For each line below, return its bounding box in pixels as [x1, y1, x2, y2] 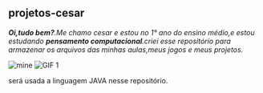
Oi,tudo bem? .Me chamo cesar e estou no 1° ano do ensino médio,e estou [8, 27, 255, 37]
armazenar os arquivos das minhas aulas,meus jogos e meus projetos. [8, 44, 244, 55]
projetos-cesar [8, 6, 85, 20]
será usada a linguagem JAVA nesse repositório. [8, 75, 168, 85]
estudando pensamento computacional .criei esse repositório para [8, 36, 231, 46]
